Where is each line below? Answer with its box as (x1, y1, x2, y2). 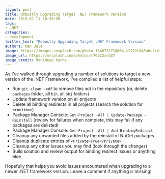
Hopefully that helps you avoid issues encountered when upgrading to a (5, 163, 151, 169)
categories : (5, 30, 29, 35)
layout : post (5, 7, 32, 12)
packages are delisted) (12, 122, 59, 128)
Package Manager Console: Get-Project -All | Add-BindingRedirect (12, 127, 153, 133)
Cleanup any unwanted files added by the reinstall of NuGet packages (12, 133, 155, 139)
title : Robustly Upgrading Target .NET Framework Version (5, 12, 126, 17)
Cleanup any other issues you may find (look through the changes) (12, 143, 148, 149)
